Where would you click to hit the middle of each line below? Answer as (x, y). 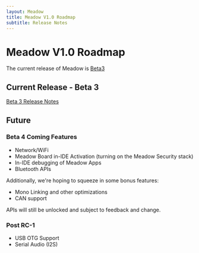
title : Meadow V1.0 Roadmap (41, 17)
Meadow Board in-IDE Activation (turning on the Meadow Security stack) (104, 156)
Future (19, 120)
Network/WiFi (31, 150)
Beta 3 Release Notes (33, 102)
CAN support (31, 198)
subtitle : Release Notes (37, 23)
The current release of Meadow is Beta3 (56, 68)
